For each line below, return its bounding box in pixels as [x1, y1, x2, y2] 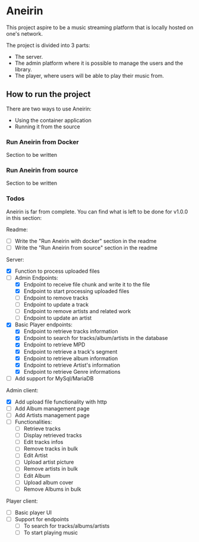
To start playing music [23, 529, 78, 536]
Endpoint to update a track [23, 301, 89, 308]
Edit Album [23, 472, 50, 479]
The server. [14, 53, 43, 60]
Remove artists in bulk [23, 465, 78, 472]
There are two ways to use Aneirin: [6, 105, 92, 112]
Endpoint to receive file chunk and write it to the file [23, 281, 150, 288]
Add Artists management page [14, 411, 90, 418]
